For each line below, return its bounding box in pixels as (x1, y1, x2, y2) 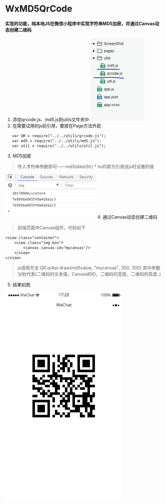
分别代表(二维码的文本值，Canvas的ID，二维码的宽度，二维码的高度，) (17, 271, 161, 277)
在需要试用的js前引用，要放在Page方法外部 (12, 123, 101, 129)
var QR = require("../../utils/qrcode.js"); (11, 133, 106, 138)
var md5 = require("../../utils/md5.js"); (11, 138, 101, 143)
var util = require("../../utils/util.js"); (11, 143, 106, 148)
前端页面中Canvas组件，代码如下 (17, 225, 86, 231)
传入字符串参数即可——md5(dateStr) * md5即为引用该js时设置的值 (17, 163, 154, 170)
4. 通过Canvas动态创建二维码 (97, 214, 157, 220)
